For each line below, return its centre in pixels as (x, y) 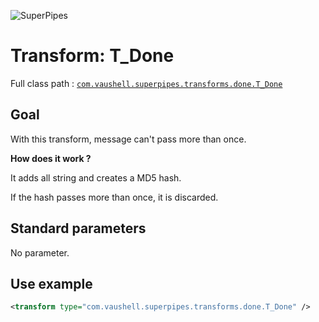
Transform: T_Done (92, 56)
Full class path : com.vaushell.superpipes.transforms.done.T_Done (146, 83)
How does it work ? (51, 158)
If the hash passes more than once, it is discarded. (114, 197)
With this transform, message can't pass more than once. (128, 139)
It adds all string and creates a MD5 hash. (96, 177)
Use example (51, 283)
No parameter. (40, 252)
